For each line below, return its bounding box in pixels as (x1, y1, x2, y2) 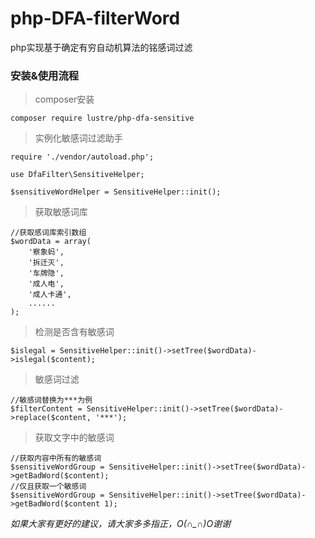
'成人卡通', (28, 290, 72, 300)
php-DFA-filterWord (10, 7, 181, 30)
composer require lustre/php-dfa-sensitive (10, 113, 195, 124)
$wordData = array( (10, 237, 92, 247)
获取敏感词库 (34, 206, 88, 218)
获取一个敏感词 (34, 482, 87, 492)
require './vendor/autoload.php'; (10, 152, 155, 162)
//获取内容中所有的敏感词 (10, 453, 102, 464)
